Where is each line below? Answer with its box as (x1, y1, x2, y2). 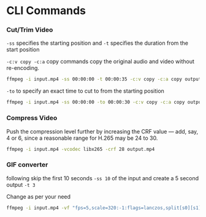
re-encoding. (6, 64, 40, 72)
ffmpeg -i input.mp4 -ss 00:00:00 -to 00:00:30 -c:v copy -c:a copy (6, 99, 185, 105)
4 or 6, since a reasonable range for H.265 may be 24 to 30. (6, 134, 158, 142)
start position (6, 46, 40, 53)
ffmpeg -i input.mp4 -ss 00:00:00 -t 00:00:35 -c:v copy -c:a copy (6, 76, 183, 83)
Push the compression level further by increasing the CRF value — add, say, (6, 128, 199, 135)
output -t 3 (6, 181, 36, 188)
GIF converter (6, 161, 48, 169)
